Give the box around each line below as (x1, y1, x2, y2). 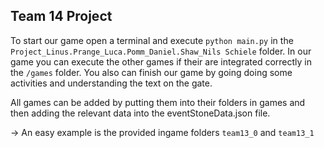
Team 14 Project (10, 8, 113, 25)
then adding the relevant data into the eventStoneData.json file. (10, 107, 271, 119)
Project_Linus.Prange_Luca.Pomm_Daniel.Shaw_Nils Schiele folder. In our (10, 45, 312, 57)
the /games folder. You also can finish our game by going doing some (10, 66, 293, 78)
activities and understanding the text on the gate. (10, 77, 213, 89)
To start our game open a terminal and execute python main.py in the (10, 34, 294, 46)
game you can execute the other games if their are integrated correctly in (10, 55, 312, 68)
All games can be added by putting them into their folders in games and (10, 96, 306, 108)
